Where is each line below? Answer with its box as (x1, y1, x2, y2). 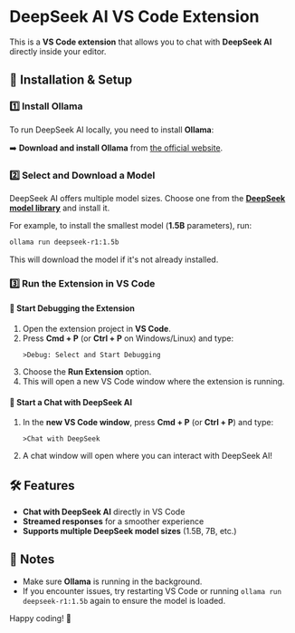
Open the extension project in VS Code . (22, 323, 172, 334)
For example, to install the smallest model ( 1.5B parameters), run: (9, 219, 252, 230)
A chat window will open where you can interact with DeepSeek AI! (22, 451, 273, 462)
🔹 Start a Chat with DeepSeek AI (9, 396, 133, 407)
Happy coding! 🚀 (9, 612, 72, 623)
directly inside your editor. (9, 45, 107, 56)
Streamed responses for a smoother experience (22, 515, 205, 527)
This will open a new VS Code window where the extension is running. (22, 375, 285, 386)
